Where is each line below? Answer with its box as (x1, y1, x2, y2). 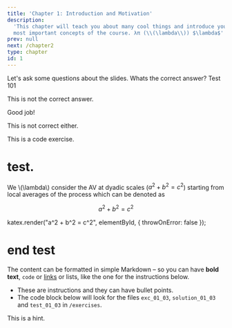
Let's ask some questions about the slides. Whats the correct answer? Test (7, 74, 221, 82)
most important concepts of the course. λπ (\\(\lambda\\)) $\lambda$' (13, 29, 224, 37)
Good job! (7, 108, 36, 116)
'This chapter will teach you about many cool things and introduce (13, 23, 215, 30)
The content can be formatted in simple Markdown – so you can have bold (7, 265, 220, 273)
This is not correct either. (7, 122, 79, 130)
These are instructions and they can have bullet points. (17, 286, 174, 294)
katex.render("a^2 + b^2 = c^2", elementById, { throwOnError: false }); (7, 218, 206, 226)
